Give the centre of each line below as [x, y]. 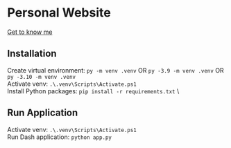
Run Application [43, 113]
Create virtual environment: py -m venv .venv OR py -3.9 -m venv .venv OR [115, 70]
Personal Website [59, 13]
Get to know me [30, 32]
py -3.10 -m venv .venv [42, 77]
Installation [32, 54]
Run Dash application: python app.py [60, 137]
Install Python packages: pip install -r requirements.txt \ [93, 91]
